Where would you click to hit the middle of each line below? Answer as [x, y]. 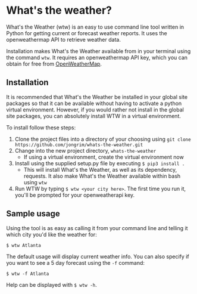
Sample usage [33, 214]
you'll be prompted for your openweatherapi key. [75, 195]
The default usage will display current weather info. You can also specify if [98, 256]
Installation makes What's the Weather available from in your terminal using [98, 51]
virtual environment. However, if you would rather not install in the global [95, 109]
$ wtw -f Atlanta [28, 274]
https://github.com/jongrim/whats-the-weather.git [79, 145]
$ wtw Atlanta [24, 245]
